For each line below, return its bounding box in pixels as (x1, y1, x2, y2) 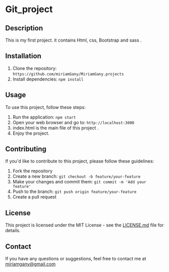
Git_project (5, 4, 53, 15)
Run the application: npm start (12, 114, 76, 120)
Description (5, 24, 43, 32)
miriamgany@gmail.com (5, 261, 56, 267)
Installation (5, 52, 41, 60)
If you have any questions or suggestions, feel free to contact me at (5, 256, 146, 262)
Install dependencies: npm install (12, 76, 83, 82)
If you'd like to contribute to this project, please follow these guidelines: (5, 158, 154, 164)
